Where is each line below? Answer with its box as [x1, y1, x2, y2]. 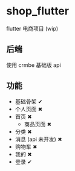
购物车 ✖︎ [15, 143, 37, 150]
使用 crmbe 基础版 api [6, 61, 62, 69]
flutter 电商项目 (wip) [6, 25, 59, 32]
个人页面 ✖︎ [15, 105, 43, 113]
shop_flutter [6, 4, 70, 18]
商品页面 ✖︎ [24, 120, 52, 128]
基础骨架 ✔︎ [15, 98, 43, 105]
